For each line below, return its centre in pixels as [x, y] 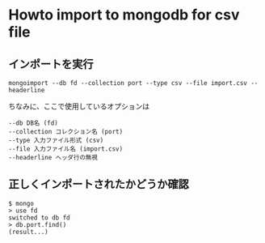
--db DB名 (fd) [33, 123]
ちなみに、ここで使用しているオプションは [79, 106]
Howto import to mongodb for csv [124, 15]
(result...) [28, 232]
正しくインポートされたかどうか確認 [99, 184]
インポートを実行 [51, 64]
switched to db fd [39, 217]
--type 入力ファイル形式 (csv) [56, 140]
